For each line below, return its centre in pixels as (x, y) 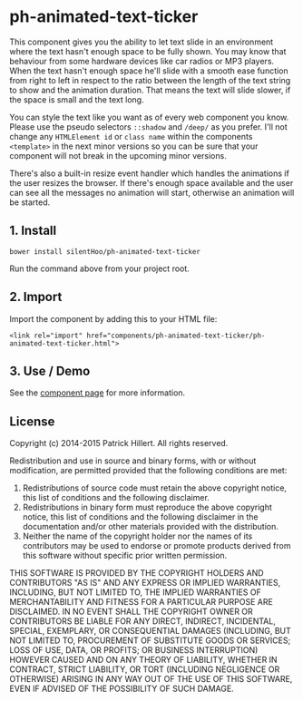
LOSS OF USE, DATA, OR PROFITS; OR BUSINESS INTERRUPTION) (134, 650)
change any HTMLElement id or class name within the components (131, 136)
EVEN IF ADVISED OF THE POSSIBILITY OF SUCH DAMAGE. (122, 689)
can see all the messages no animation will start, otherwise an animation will (152, 192)
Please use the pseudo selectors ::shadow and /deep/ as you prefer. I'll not (148, 127)
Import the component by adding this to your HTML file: (113, 318)
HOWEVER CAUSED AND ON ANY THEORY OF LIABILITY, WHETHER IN (144, 660)
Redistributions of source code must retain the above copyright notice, (155, 488)
